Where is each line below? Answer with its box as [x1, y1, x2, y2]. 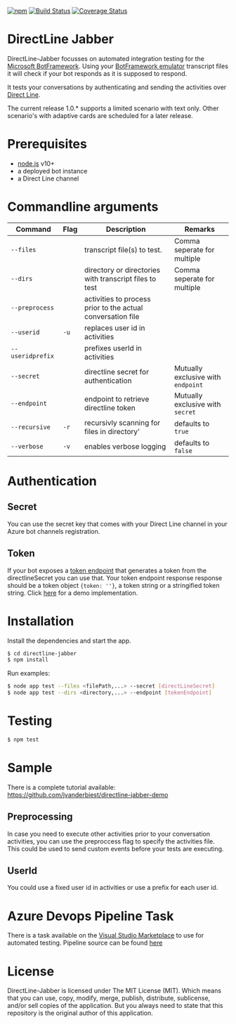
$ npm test [7, 736, 39, 743]
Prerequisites [7, 136, 88, 152]
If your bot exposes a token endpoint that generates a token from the [7, 566, 207, 575]
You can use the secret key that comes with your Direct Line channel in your [7, 520, 228, 528]
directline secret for [84, 367, 150, 376]
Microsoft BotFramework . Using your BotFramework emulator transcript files [7, 62, 228, 70]
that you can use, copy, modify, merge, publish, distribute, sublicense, [7, 994, 211, 1002]
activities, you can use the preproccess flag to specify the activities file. [7, 836, 216, 846]
